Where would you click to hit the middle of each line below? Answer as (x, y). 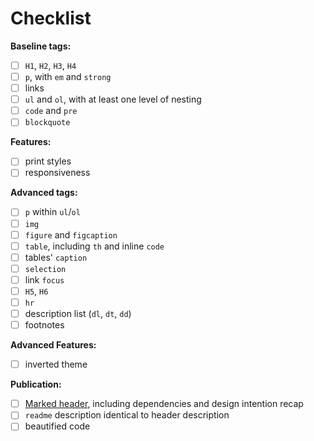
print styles (48, 161)
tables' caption (56, 257)
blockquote (47, 123)
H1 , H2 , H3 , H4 (50, 65)
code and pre (51, 111)
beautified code (57, 426)
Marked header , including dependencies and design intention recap (164, 404)
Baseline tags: (41, 46)
